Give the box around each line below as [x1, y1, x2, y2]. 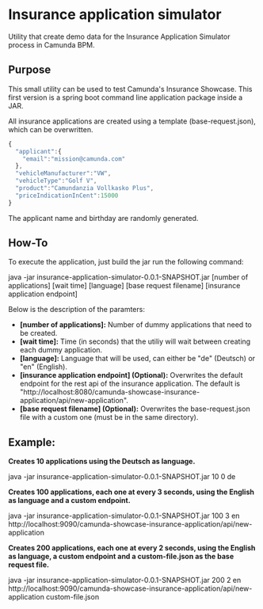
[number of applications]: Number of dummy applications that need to [19, 320, 252, 329]
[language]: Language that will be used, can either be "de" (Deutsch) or [19, 354, 256, 363]
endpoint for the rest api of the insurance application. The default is [19, 379, 240, 389]
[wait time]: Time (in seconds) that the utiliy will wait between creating [19, 337, 251, 346]
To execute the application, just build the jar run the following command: [8, 257, 244, 267]
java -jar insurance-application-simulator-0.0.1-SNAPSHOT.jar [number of [8, 272, 249, 282]
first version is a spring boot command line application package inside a [8, 93, 243, 102]
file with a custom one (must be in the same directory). [19, 413, 199, 422]
